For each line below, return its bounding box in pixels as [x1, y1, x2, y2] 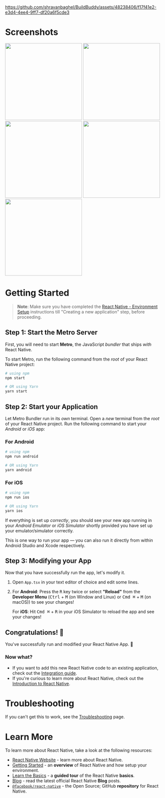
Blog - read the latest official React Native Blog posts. [12, 778, 121, 784]
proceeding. [17, 314, 42, 320]
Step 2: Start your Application [5, 402, 98, 411]
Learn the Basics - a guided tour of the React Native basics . [12, 772, 135, 779]
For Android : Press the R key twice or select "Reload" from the [12, 589, 140, 595]
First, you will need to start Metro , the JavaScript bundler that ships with [5, 341, 152, 347]
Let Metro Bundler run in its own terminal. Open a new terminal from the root [5, 416, 160, 421]
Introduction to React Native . [12, 680, 70, 686]
